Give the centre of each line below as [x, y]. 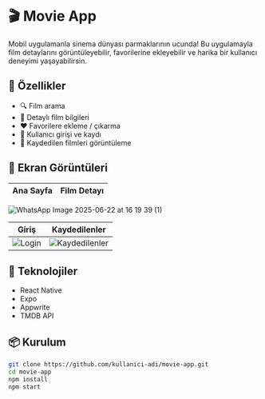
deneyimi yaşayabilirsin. [48, 61]
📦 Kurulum [37, 342]
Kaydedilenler [79, 229]
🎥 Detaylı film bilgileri [54, 117]
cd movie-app [30, 372]
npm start [25, 387]
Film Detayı [82, 190]
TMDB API [37, 316]
